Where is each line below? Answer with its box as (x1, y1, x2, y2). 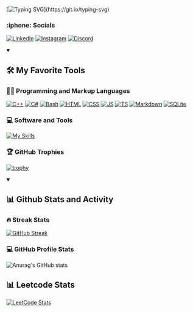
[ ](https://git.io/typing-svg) (6, 6, 110, 13)
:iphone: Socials (6, 21, 55, 29)
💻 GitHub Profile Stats (6, 245, 74, 253)
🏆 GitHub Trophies (6, 148, 65, 156)
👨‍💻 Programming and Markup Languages (6, 86, 130, 95)
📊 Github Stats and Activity (6, 194, 114, 205)
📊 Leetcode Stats (6, 280, 75, 290)
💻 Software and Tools (6, 116, 73, 125)
